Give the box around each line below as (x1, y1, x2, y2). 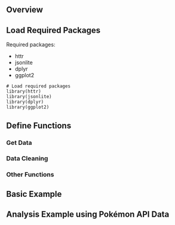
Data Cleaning (6, 154, 48, 163)
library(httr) (6, 89, 42, 95)
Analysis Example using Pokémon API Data (6, 209, 170, 220)
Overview (6, 5, 44, 15)
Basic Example (6, 188, 62, 199)
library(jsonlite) (6, 94, 52, 100)
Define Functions (6, 120, 72, 130)
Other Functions (6, 171, 54, 179)
